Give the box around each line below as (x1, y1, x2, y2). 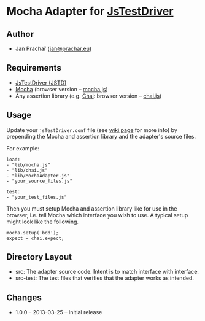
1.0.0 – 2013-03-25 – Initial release (15, 309, 102, 316)
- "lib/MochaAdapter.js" (6, 172, 70, 179)
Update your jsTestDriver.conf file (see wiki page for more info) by (6, 126, 178, 133)
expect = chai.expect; (6, 235, 64, 241)
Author (6, 29, 34, 39)
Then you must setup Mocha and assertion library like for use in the (6, 204, 177, 212)
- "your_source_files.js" (6, 178, 72, 184)
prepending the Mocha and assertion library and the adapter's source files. (6, 133, 196, 140)
